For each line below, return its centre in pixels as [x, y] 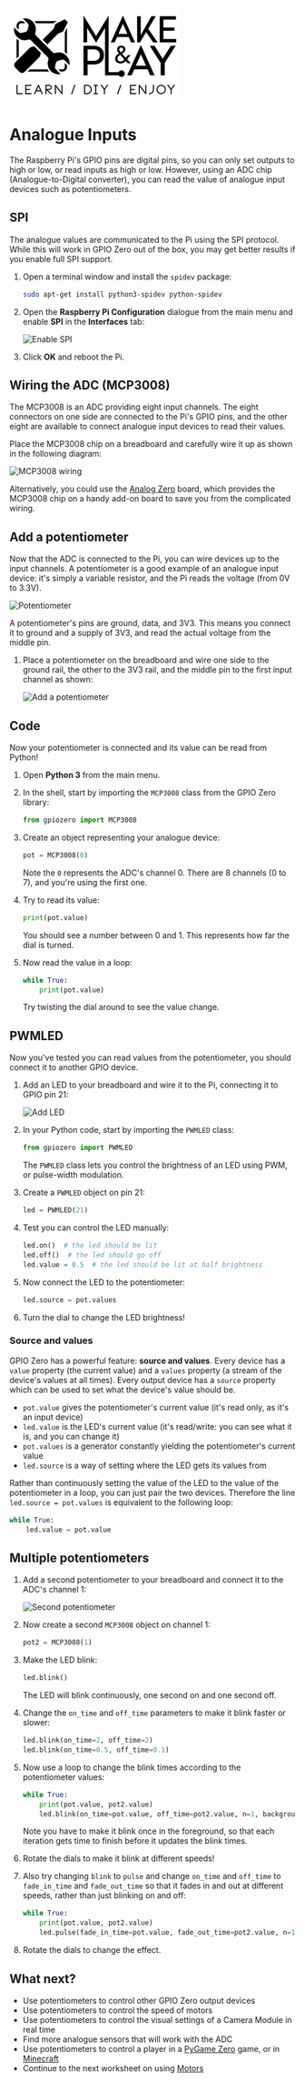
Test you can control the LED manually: [96, 1228]
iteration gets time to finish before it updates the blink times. [135, 1841]
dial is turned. [48, 945]
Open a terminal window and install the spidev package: [127, 277]
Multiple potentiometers [79, 1557]
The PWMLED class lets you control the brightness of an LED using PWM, [155, 1165]
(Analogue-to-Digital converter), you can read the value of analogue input [148, 179]
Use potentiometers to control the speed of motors [118, 2010]
